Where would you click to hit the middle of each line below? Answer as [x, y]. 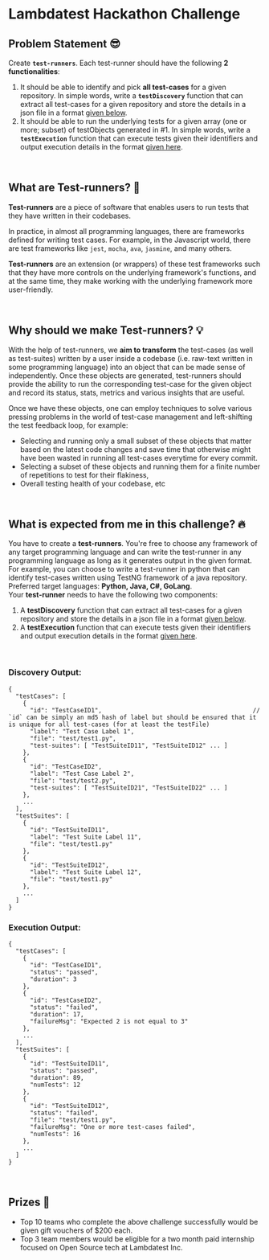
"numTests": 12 [55, 1085]
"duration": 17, [57, 1015]
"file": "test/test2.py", [73, 781]
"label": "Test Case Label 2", [82, 774]
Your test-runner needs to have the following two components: [113, 595]
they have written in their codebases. [69, 215]
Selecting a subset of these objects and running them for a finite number [140, 466]
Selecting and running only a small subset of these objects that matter [136, 441]
